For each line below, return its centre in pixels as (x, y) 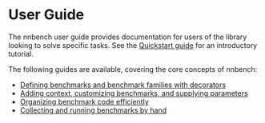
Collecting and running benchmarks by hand (93, 110)
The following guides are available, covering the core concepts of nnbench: (133, 69)
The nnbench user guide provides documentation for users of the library (128, 37)
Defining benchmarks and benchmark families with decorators (123, 85)
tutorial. (21, 54)
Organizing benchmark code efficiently (84, 101)
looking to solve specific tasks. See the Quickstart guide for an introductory (133, 45)
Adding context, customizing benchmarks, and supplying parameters (134, 93)
